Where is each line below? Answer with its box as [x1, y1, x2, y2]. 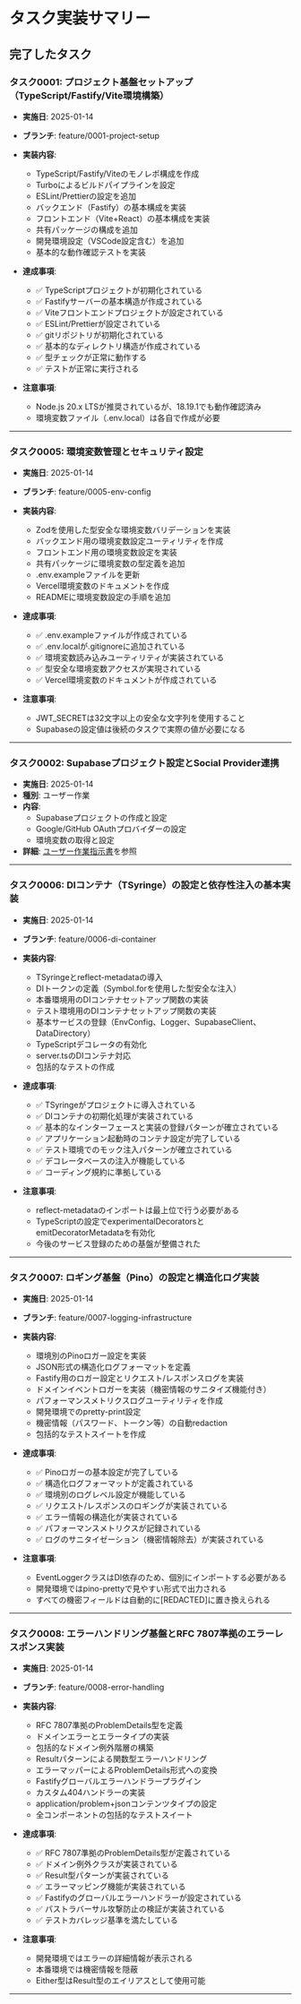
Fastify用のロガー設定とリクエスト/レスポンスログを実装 [35, 1372, 245, 1384]
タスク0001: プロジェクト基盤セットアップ [9, 75, 193, 88]
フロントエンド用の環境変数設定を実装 [35, 547, 177, 558]
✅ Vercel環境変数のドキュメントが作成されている [35, 675, 218, 685]
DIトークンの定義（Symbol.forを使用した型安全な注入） [35, 983, 242, 993]
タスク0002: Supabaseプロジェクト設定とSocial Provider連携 [9, 757, 279, 770]
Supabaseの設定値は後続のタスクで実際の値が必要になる [35, 724, 246, 735]
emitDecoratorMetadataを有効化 [35, 1226, 156, 1237]
